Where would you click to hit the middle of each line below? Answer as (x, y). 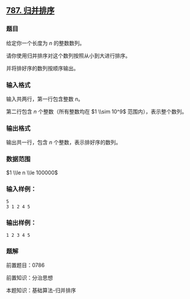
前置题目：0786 (25, 265)
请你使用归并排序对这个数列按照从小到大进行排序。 (68, 56)
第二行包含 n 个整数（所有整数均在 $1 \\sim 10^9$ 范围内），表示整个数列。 (97, 111)
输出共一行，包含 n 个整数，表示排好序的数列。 (64, 142)
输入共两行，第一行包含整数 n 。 (45, 99)
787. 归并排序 (30, 11)
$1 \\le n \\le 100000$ (32, 172)
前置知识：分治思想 (30, 278)
